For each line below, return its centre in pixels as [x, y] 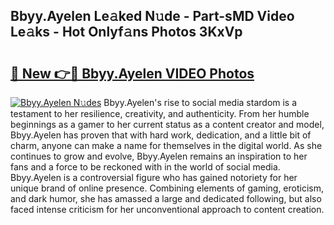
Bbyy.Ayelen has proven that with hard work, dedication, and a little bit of [161, 135]
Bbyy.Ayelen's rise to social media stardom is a [200, 102]
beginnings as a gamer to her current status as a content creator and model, [167, 124]
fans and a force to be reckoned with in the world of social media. [145, 167]
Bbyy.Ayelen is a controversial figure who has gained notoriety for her [154, 177]
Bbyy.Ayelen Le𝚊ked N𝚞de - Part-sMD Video [152, 16]
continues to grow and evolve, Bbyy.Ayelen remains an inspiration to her [159, 156]
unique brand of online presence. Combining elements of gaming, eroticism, [167, 188]
